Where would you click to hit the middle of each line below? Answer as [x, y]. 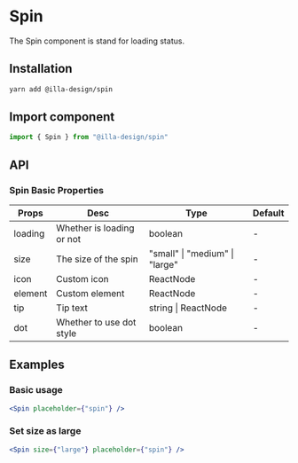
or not [69, 239]
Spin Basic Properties [57, 190]
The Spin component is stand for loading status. [97, 41]
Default [268, 213]
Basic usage [36, 390]
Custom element [90, 293]
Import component [62, 117]
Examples [37, 365]
